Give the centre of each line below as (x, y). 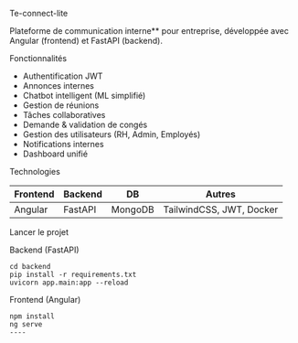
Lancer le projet (39, 232)
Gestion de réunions (61, 105)
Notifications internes (63, 144)
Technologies (35, 171)
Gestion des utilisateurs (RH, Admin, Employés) (112, 134)
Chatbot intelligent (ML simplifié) (84, 96)
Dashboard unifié (55, 154)
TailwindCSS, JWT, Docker (221, 209)
